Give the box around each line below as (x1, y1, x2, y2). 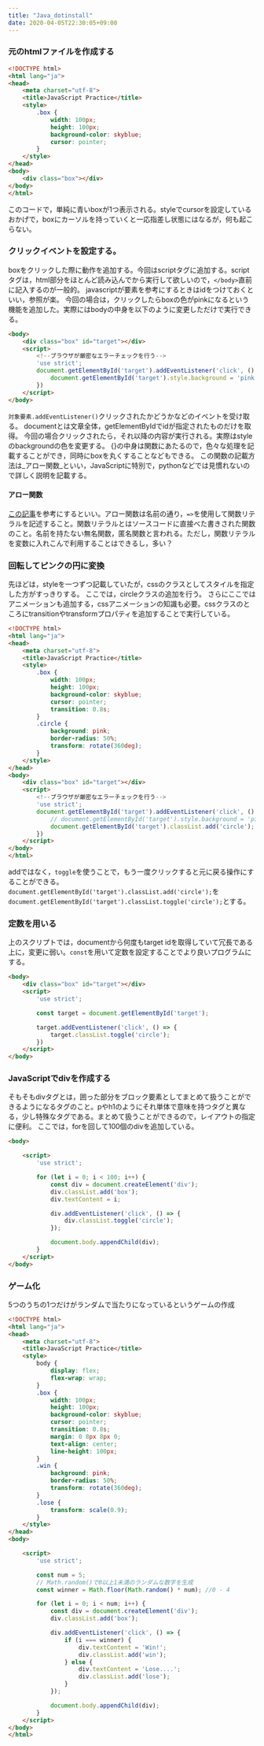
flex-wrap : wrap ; (49, 1374, 108, 1382)
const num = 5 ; (36, 1571, 86, 1579)
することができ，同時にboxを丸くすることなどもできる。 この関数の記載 (14, 451, 249, 460)
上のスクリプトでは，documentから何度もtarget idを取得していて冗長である (8, 938, 254, 947)
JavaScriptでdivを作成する (8, 1073, 112, 1084)
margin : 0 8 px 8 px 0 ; (49, 1432, 122, 1440)
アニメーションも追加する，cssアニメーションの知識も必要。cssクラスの (8, 600, 244, 609)
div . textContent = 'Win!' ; (78, 1644, 167, 1651)
